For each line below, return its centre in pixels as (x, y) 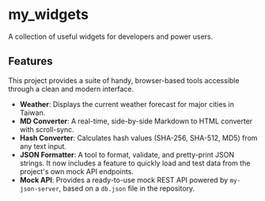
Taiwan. (32, 112)
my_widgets (49, 15)
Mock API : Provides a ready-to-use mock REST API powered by (124, 180)
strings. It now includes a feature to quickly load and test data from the (135, 163)
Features (30, 61)
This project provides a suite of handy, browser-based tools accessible (124, 80)
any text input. (43, 146)
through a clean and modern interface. (71, 89)
